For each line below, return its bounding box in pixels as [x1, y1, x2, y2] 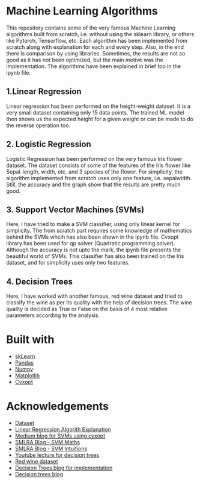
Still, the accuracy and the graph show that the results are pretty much [6, 181, 181, 188]
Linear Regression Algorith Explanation [14, 426, 111, 433]
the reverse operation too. [6, 122, 71, 129]
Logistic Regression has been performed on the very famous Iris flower [6, 155, 183, 162]
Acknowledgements [6, 400, 109, 413]
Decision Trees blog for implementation [14, 464, 113, 471]
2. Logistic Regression [6, 139, 91, 149]
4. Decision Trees [6, 276, 73, 287]
